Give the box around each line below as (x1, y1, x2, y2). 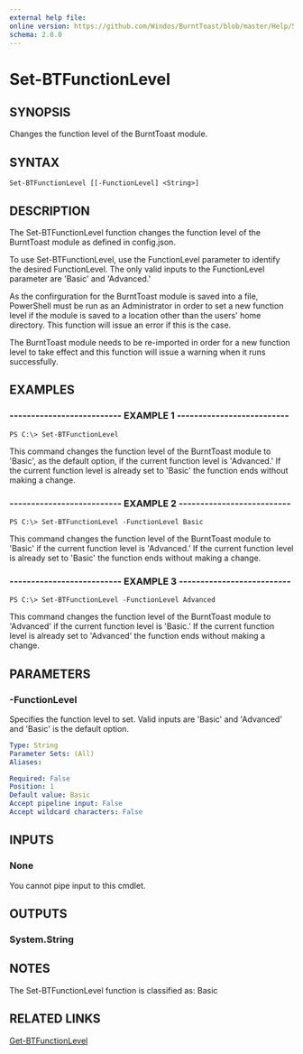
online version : (9, 22, 70, 31)
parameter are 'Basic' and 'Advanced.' (9, 273, 151, 284)
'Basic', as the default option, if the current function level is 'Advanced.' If (9, 455, 281, 466)
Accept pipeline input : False (9, 800, 124, 809)
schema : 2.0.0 (9, 30, 63, 39)
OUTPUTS (9, 906, 68, 921)
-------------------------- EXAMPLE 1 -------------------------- (9, 410, 289, 422)
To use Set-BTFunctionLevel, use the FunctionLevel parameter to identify (9, 254, 280, 264)
